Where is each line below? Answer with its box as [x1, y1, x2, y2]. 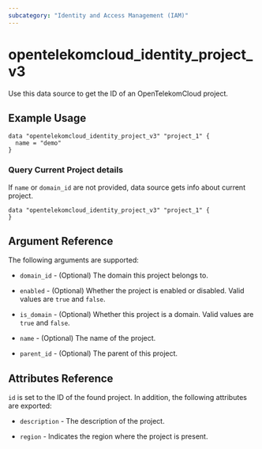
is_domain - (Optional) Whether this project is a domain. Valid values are [19, 310, 254, 319]
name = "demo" [15, 139, 62, 147]
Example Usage [8, 111, 87, 125]
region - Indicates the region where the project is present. [19, 432, 208, 441]
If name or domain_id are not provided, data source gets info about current [8, 183, 246, 192]
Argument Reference [8, 235, 114, 248]
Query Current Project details [8, 164, 124, 175]
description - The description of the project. [19, 417, 165, 426]
